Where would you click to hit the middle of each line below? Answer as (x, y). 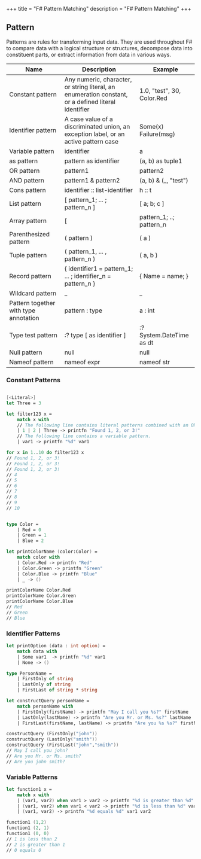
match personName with (45, 706)
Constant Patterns (33, 380)
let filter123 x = (29, 414)
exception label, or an (95, 134)
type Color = (22, 524)
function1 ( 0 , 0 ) (28, 834)
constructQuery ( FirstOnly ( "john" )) (52, 734)
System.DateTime (164, 335)
